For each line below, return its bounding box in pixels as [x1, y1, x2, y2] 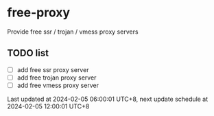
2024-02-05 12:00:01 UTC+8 [7, 102, 90, 111]
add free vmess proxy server [16, 81, 99, 89]
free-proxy [7, 5, 71, 21]
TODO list [7, 47, 49, 59]
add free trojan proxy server [16, 73, 97, 82]
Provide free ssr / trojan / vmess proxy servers [7, 27, 139, 36]
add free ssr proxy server [16, 65, 89, 73]
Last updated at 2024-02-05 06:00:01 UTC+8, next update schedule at [7, 95, 209, 103]
